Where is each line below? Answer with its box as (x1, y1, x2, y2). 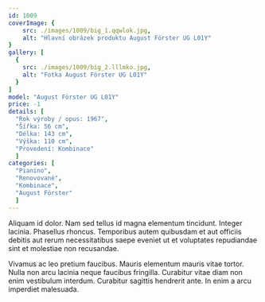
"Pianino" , (15, 167, 52, 175)
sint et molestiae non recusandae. (8, 243, 119, 253)
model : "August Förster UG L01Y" (8, 93, 119, 101)
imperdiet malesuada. (8, 284, 80, 294)
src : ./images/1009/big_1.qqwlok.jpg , (22, 26, 151, 34)
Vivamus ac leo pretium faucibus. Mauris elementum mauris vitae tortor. (8, 259, 244, 269)
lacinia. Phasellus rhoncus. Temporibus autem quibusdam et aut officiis (8, 226, 242, 236)
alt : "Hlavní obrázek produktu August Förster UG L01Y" (22, 33, 212, 42)
